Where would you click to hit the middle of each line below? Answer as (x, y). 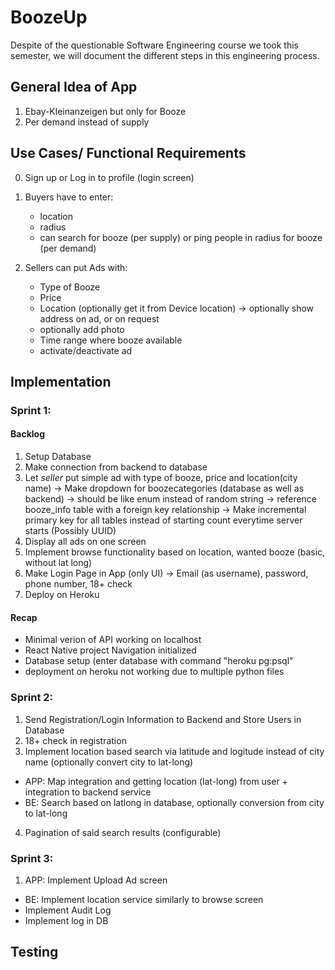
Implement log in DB (66, 920)
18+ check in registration (75, 740)
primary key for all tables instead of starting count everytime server (163, 520)
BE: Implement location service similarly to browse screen (144, 899)
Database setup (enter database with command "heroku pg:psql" (159, 661)
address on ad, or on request (99, 318)
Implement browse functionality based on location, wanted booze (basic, (175, 552)
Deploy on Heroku (62, 595)
